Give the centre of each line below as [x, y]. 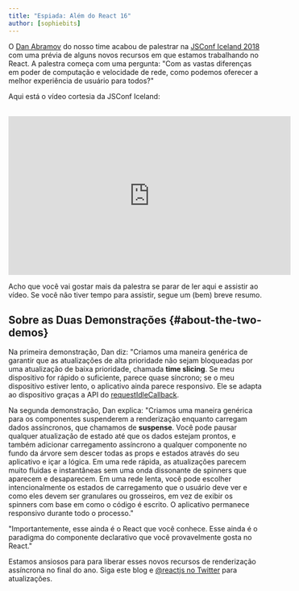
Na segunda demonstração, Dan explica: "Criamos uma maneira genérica [131, 410]
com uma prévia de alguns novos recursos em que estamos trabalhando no [134, 55]
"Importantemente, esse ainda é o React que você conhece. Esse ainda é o [133, 529]
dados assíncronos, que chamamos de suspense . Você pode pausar [123, 427]
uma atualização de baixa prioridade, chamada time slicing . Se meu [122, 369]
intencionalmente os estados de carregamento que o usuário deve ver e [128, 488]
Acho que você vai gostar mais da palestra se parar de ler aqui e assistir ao [133, 286]
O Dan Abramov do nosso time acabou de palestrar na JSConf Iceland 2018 [134, 46]
